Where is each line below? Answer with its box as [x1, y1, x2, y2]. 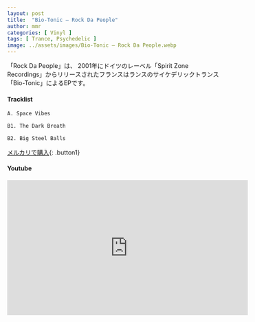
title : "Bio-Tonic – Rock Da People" [7, 16, 118, 23]
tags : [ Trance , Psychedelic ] [7, 36, 97, 43]
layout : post [7, 10, 45, 17]
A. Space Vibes [7, 111, 51, 117]
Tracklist [7, 95, 33, 103]
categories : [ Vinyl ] [7, 29, 72, 36]
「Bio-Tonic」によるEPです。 [7, 79, 89, 87]
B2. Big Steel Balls [7, 135, 67, 141]
